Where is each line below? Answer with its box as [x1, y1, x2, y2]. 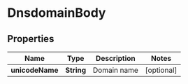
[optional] [145, 65, 178, 75]
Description [95, 54, 136, 63]
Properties [7, 33, 55, 45]
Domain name [93, 65, 138, 75]
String [65, 65, 87, 75]
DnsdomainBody [7, 5, 106, 21]
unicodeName [10, 65, 59, 75]
